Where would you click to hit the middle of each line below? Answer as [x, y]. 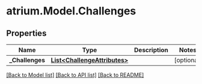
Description [151, 50]
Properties [26, 33]
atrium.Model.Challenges [71, 11]
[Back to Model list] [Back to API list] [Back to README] [75, 75]
